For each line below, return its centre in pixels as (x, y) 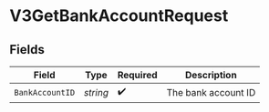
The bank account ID (211, 92)
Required (137, 75)
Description (211, 75)
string (96, 92)
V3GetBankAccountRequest (119, 16)
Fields (27, 50)
